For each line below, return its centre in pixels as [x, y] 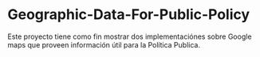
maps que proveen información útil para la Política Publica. [104, 44]
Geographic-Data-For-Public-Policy [129, 15]
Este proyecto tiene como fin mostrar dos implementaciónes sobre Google [130, 36]
